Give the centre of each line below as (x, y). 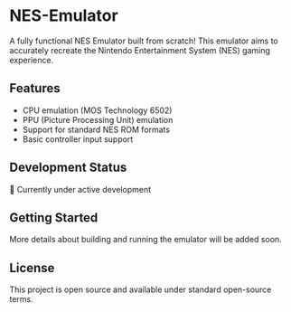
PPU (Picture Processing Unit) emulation (98, 119)
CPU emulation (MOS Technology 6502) (97, 110)
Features (35, 88)
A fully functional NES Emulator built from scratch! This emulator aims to (144, 41)
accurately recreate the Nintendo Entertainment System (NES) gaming (140, 50)
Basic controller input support (78, 139)
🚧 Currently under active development (80, 189)
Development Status (68, 168)
